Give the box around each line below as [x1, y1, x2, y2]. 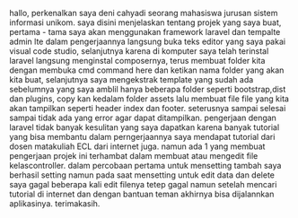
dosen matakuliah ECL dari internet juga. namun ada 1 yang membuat [9, 141, 266, 152]
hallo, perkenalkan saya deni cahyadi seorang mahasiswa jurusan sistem [9, 8, 278, 18]
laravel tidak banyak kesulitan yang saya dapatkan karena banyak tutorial [9, 122, 280, 133]
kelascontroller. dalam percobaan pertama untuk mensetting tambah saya [9, 161, 282, 170]
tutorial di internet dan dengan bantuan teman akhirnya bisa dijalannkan [9, 188, 275, 199]
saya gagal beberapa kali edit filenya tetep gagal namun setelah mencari [9, 179, 277, 189]
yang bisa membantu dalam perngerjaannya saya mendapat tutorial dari [9, 132, 276, 142]
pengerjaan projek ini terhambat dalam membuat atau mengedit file [9, 151, 259, 161]
